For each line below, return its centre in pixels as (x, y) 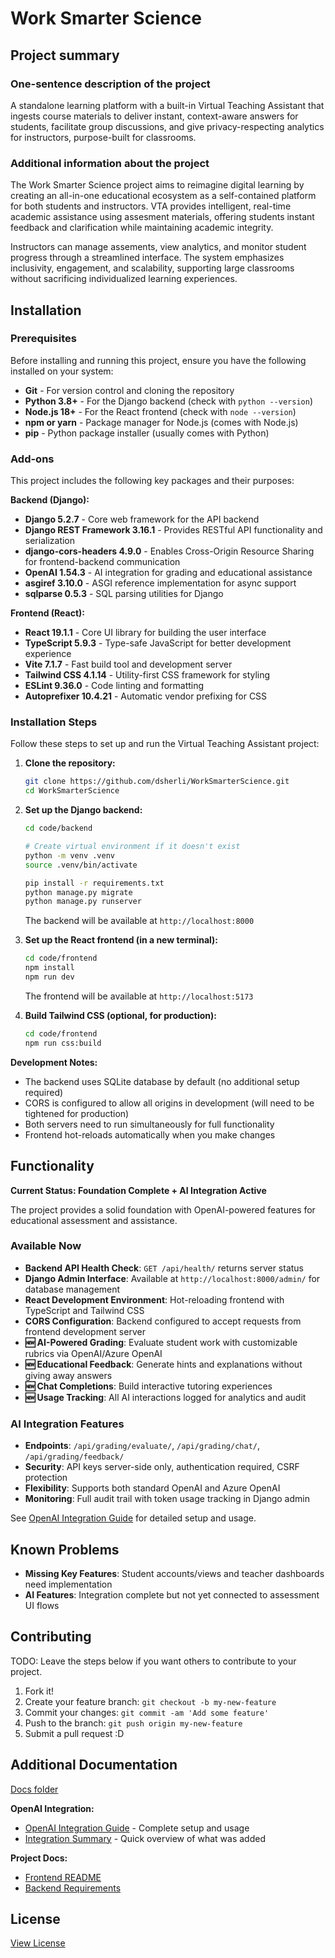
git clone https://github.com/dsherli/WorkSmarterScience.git (157, 782)
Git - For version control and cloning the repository (129, 390)
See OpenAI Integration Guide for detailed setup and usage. (133, 1518)
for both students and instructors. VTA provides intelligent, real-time (151, 206)
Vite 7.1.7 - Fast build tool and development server (128, 664)
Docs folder (34, 1789)
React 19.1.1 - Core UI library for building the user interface (145, 633)
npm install (49, 968)
